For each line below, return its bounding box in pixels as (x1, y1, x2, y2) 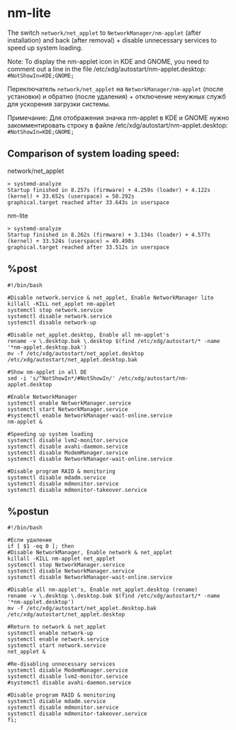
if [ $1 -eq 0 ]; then (7, 543, 74, 550)
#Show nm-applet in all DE (7, 369, 87, 376)
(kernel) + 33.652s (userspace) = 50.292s (7, 193, 135, 200)
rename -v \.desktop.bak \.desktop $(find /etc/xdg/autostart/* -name (7, 337, 220, 344)
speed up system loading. (7, 43, 83, 52)
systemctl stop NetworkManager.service (7, 561, 125, 568)
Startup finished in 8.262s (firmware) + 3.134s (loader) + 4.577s (7, 231, 211, 238)
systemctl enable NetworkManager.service (7, 399, 132, 407)
